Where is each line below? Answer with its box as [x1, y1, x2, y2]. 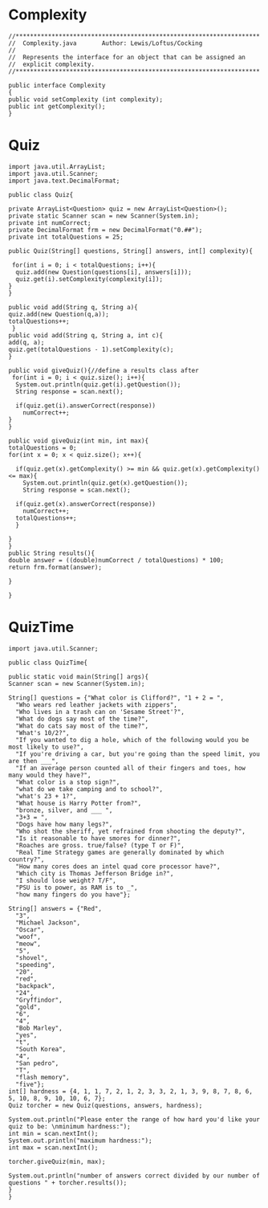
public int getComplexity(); [8, 102, 106, 110]
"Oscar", [15, 925, 45, 933]
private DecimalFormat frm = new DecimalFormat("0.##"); [8, 226, 203, 234]
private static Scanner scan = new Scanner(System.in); [8, 211, 199, 220]
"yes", [15, 1030, 38, 1039]
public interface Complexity [8, 81, 106, 89]
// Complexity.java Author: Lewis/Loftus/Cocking [8, 39, 203, 47]
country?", [8, 855, 45, 863]
